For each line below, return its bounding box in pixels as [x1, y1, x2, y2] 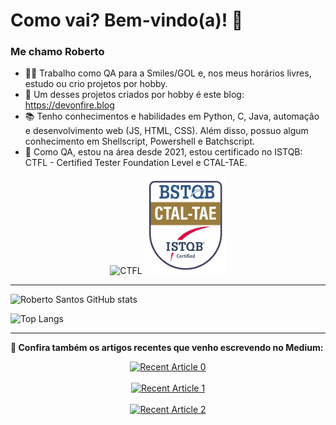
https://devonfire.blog [24, 99, 115, 111]
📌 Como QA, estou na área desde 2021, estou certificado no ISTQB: [24, 146, 303, 158]
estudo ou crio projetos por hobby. [24, 78, 168, 90]
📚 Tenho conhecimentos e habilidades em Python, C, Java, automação [24, 110, 320, 123]
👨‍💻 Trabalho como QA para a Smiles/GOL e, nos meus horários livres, [24, 67, 312, 79]
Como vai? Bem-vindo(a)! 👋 [10, 9, 244, 32]
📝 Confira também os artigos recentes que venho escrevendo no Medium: [10, 342, 324, 354]
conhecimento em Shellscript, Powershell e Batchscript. [24, 135, 256, 148]
